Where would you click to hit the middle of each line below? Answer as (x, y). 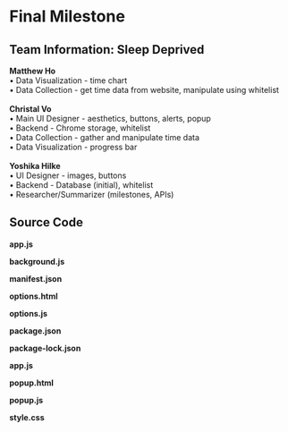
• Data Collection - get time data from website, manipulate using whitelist (144, 90)
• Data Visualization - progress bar (73, 147)
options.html (34, 296)
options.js (28, 313)
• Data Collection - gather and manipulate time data (104, 137)
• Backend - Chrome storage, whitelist (80, 128)
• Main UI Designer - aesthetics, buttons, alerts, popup (110, 119)
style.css (27, 417)
